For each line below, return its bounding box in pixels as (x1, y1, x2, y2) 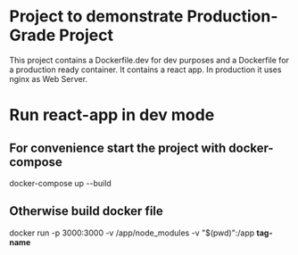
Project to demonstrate (9, 6, 184, 27)
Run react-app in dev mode (9, 105, 215, 126)
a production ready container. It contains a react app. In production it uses (9, 64, 282, 75)
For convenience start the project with (9, 140, 227, 155)
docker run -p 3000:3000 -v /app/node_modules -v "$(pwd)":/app (9, 227, 255, 238)
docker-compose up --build (9, 177, 112, 188)
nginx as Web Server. (9, 73, 87, 84)
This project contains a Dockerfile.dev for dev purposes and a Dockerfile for (9, 54, 290, 65)
